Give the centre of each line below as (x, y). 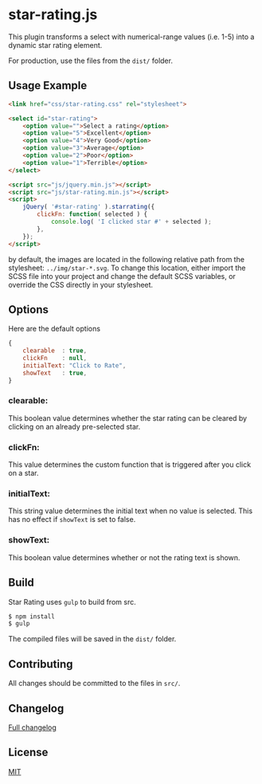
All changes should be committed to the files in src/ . (94, 684)
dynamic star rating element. (55, 45)
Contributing (41, 664)
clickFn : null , (55, 359)
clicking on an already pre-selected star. (74, 426)
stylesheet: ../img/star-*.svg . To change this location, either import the (127, 268)
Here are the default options (55, 329)
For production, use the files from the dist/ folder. (91, 61)
